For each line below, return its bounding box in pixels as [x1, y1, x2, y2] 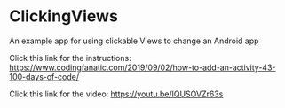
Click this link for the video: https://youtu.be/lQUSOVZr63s [9, 89, 224, 99]
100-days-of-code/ [9, 71, 80, 81]
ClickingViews [9, 6, 118, 27]
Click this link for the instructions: [9, 52, 131, 63]
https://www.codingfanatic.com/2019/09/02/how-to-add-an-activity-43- [9, 62, 276, 73]
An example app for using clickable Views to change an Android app [9, 35, 259, 46]
